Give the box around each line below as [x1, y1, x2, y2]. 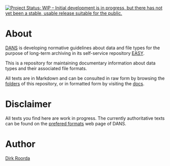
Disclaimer [5, 98, 52, 110]
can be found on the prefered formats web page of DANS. [5, 120, 127, 126]
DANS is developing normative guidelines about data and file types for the [5, 45, 160, 51]
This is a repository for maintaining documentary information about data [5, 60, 156, 66]
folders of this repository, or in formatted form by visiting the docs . [5, 80, 145, 86]
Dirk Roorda [5, 155, 30, 161]
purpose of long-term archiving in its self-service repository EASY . [5, 50, 145, 56]
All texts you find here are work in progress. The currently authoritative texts [5, 115, 165, 121]
